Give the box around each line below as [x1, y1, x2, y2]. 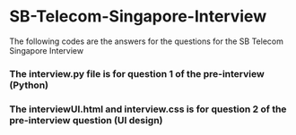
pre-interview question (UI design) [9, 114, 163, 126]
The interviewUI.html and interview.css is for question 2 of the [9, 103, 287, 115]
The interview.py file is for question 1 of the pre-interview [9, 67, 265, 80]
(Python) [9, 79, 49, 91]
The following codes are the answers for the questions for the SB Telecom [9, 36, 284, 46]
